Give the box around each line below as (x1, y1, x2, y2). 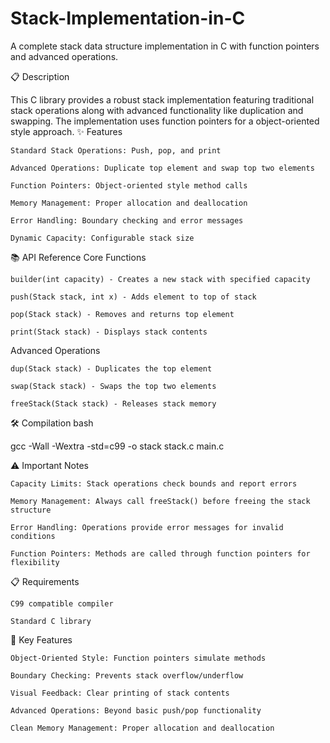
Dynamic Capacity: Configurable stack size (10, 233, 195, 243)
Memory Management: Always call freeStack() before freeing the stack (10, 496, 311, 506)
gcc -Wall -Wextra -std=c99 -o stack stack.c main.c (10, 440, 225, 452)
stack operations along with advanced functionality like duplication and (10, 104, 304, 116)
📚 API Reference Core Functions (10, 251, 147, 263)
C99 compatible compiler (10, 598, 114, 609)
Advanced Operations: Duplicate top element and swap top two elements (10, 163, 315, 173)
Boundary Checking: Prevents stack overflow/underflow (10, 670, 244, 681)
